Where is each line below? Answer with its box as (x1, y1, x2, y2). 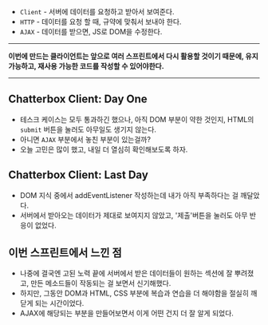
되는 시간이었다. (34, 299, 85, 308)
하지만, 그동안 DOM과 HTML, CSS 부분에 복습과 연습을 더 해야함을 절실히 (19, 288, 250, 298)
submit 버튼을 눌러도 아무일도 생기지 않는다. (19, 125, 157, 134)
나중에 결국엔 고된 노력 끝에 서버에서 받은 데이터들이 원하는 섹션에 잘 (19, 268, 233, 278)
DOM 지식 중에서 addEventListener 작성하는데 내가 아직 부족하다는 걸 (19, 190, 239, 200)
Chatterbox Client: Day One (8, 93, 148, 106)
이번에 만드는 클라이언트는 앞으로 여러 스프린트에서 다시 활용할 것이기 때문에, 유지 (8, 51, 259, 61)
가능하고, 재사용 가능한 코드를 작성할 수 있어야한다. (8, 61, 165, 70)
